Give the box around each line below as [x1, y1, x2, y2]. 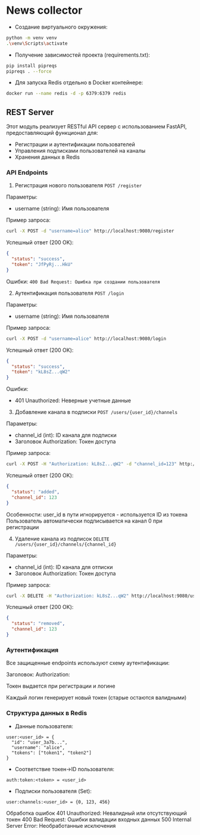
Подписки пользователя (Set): [14, 787, 92, 794]
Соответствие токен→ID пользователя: [14, 765, 115, 772]
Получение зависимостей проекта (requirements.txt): [14, 51, 151, 58]
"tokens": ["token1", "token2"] [11, 750, 92, 756]
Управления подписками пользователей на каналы [14, 147, 146, 154]
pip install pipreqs [6, 63, 58, 69]
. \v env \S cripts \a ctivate [6, 40, 68, 47]
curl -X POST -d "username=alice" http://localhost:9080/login [6, 335, 167, 342]
